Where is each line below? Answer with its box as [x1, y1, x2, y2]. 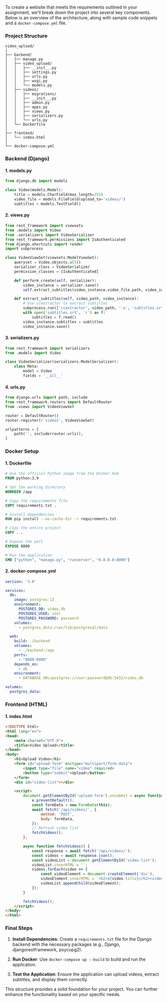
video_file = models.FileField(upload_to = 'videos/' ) [14, 197, 126, 202]
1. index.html [5, 713, 32, 719]
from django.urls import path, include [5, 395, 88, 400]
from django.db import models [5, 178, 68, 183]
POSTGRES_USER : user [18, 611, 61, 616]
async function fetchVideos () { [23, 844, 90, 849]
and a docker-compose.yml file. [5, 20, 67, 26]
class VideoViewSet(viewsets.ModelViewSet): [5, 255, 99, 260]
